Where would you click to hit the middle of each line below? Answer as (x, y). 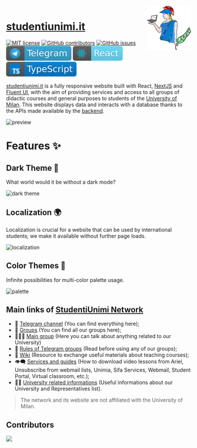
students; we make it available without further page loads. (76, 236)
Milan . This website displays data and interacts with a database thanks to (94, 105)
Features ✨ (34, 146)
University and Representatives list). (58, 389)
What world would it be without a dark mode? (61, 182)
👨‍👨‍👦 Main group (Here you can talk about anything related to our (93, 336)
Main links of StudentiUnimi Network (75, 310)
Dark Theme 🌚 (33, 168)
